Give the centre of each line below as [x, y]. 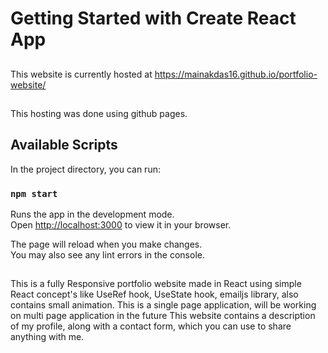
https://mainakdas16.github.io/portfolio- [236, 74]
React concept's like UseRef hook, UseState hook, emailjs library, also [154, 294]
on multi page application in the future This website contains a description [163, 316]
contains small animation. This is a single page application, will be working [163, 305]
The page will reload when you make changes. [106, 244]
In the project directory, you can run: [85, 169]
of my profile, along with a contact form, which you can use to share [151, 326]
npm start [34, 193]
